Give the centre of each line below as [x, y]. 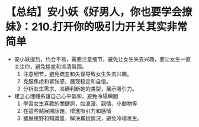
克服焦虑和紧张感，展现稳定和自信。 [67, 81]
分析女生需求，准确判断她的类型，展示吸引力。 [80, 89]
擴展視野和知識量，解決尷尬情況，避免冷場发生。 [83, 118]
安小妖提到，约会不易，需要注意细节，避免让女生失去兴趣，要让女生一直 [102, 59]
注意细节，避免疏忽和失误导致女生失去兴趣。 [78, 74]
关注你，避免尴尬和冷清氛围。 [50, 66]
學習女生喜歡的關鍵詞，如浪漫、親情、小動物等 [80, 103]
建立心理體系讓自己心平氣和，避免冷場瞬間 [66, 96]
